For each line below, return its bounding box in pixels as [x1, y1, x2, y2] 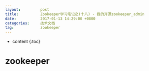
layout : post [5, 7, 50, 12]
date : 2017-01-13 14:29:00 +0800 [5, 16, 96, 21]
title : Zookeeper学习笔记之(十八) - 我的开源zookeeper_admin [5, 12, 145, 17]
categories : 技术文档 [5, 20, 56, 26]
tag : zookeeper [5, 25, 60, 30]
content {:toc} [12, 38, 41, 44]
